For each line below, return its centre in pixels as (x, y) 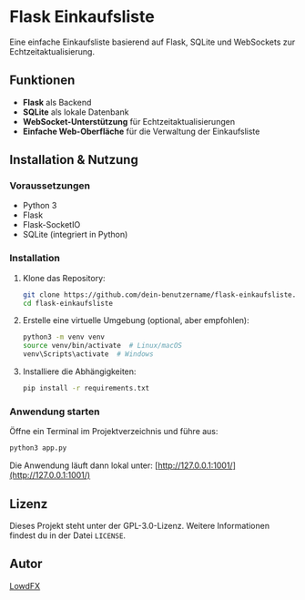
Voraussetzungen (50, 186)
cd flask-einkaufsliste (68, 303)
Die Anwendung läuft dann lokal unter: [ (84, 465)
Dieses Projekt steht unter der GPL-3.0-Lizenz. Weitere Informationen (140, 525)
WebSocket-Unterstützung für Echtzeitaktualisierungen (128, 121)
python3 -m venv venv (64, 337)
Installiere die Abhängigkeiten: (79, 371)
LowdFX (25, 585)
